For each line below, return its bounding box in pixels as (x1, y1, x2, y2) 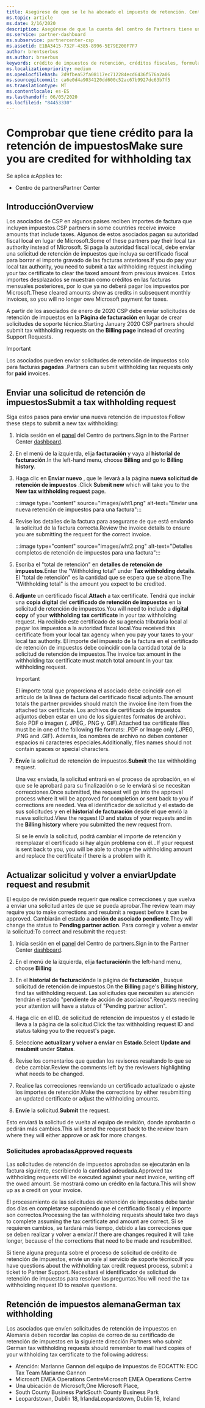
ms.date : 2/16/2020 (6, 20, 56, 26)
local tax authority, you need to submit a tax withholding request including (6, 263, 192, 270)
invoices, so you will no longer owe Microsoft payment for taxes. (6, 295, 168, 303)
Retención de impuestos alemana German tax (6, 1299, 181, 1309)
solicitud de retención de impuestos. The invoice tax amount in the (15, 650, 181, 658)
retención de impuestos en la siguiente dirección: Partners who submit (6, 1338, 182, 1345)
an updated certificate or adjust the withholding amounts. (15, 1095, 160, 1102)
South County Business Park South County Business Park (15, 1388, 159, 1396)
